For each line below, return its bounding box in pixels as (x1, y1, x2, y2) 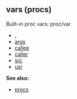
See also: (6, 74, 29, 81)
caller (14, 50, 29, 58)
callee (14, 44, 29, 51)
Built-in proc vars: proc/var (6, 20, 71, 27)
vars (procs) (6, 5, 52, 15)
